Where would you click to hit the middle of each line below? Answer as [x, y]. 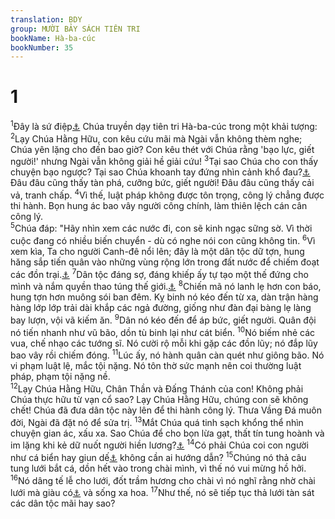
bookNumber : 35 [42, 47]
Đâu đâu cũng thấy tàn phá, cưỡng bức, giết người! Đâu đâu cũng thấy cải [162, 183]
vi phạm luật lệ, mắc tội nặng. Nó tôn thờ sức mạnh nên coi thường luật [156, 366]
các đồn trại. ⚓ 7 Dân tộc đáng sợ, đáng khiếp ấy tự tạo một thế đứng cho [159, 273]
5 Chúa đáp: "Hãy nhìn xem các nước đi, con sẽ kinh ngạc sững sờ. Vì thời [161, 228]
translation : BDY [46, 19]
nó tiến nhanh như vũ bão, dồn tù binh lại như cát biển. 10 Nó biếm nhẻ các [163, 331]
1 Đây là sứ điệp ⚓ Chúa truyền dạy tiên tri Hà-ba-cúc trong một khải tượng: [164, 125]
